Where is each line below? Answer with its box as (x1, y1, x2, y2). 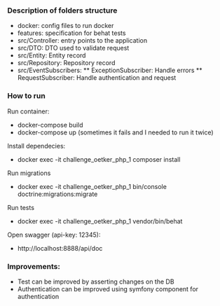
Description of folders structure (7, 6, 118, 15)
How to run (7, 91, 46, 101)
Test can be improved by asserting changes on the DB (17, 277, 174, 286)
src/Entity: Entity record (17, 51, 86, 60)
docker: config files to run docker (17, 22, 114, 30)
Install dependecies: (7, 141, 66, 150)
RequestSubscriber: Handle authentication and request (17, 74, 177, 82)
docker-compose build (17, 120, 83, 129)
